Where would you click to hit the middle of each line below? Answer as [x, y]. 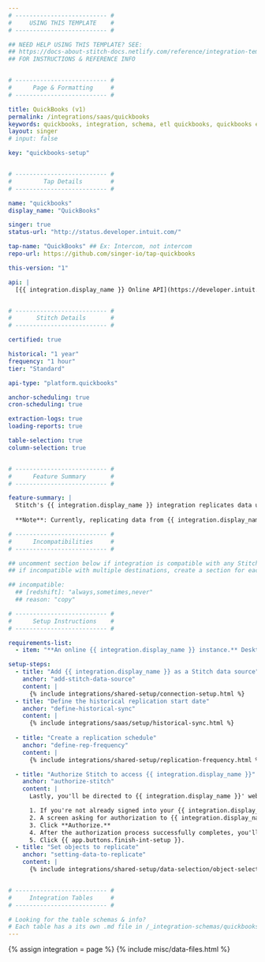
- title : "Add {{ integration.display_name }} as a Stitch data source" [137, 672]
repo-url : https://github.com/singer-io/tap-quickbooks [102, 254]
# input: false [33, 139]
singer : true [30, 225]
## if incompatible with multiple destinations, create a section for [127, 571]
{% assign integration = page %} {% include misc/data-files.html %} [119, 949]
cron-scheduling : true [45, 405]
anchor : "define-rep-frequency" [75, 745]
